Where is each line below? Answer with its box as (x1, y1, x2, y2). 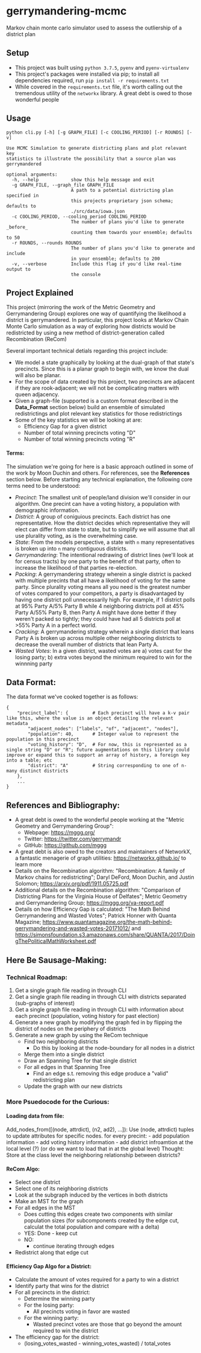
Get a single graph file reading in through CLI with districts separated (14, 993, 187, 1000)
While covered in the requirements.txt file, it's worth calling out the (14, 83, 183, 90)
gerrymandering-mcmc (6, 4, 127, 18)
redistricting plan (32, 1076, 75, 1083)
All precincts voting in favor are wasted (32, 1308, 131, 1315)
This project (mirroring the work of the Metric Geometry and (6, 304, 155, 311)
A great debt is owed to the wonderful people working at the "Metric (14, 816, 185, 824)
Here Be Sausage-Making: (6, 955, 107, 965)
